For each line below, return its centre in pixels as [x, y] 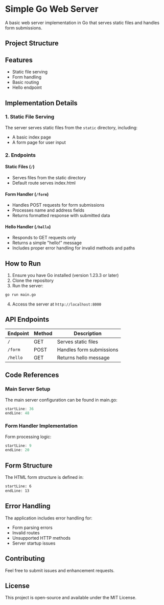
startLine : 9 [18, 445]
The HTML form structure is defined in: [45, 477]
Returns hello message [83, 357]
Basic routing [25, 82]
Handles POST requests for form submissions [58, 205]
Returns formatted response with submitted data [61, 216]
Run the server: [28, 286]
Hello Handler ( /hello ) [28, 226]
